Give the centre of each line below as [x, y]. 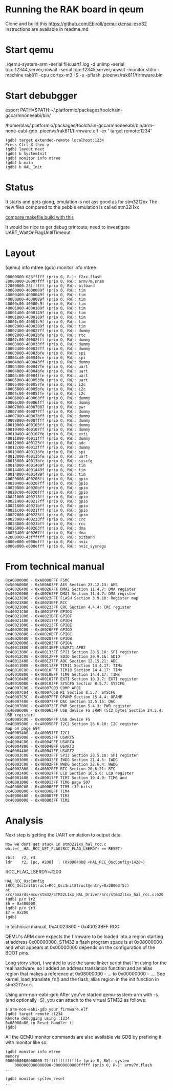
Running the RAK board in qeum [75, 9]
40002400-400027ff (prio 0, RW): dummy [48, 330]
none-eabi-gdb [21, 131]
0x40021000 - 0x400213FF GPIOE [39, 625]
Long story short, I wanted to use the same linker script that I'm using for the [86, 963]
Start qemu [30, 50]
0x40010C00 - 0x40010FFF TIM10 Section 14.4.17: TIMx [64, 670]
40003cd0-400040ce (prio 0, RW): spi [46, 358]
